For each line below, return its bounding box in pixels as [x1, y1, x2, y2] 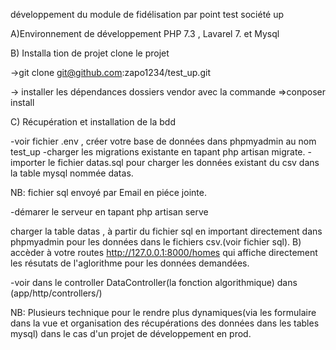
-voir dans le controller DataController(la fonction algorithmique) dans [10, 277, 298, 288]
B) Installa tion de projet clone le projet [10, 47, 170, 59]
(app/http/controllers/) [10, 287, 103, 299]
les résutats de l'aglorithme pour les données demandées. [10, 257, 250, 269]
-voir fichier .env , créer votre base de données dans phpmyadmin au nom [10, 135, 317, 147]
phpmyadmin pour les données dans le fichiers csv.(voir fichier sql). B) [10, 236, 302, 248]
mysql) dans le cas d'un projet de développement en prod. [10, 328, 252, 339]
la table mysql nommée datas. [10, 167, 134, 179]
